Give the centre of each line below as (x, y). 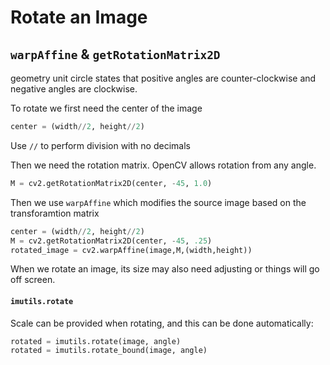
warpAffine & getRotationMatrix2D (115, 54)
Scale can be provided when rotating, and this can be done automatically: (162, 323)
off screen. (33, 280)
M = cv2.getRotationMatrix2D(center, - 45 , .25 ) (111, 241)
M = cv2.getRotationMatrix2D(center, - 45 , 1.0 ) (111, 183)
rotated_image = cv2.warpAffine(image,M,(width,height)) (131, 250)
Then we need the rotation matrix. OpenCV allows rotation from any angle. (163, 165)
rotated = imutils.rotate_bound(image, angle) (109, 351)
